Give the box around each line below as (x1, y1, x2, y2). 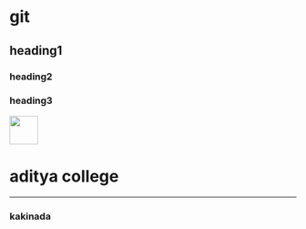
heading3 (9, 94, 53, 107)
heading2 (9, 70, 53, 83)
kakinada (9, 210, 52, 223)
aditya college (9, 166, 119, 186)
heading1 (9, 43, 63, 58)
